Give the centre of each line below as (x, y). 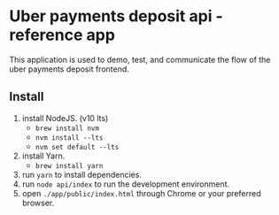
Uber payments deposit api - (116, 16)
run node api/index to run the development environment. (126, 184)
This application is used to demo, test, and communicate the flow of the (140, 59)
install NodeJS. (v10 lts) (65, 118)
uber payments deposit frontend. (70, 69)
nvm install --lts (69, 138)
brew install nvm (67, 128)
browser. (38, 203)
